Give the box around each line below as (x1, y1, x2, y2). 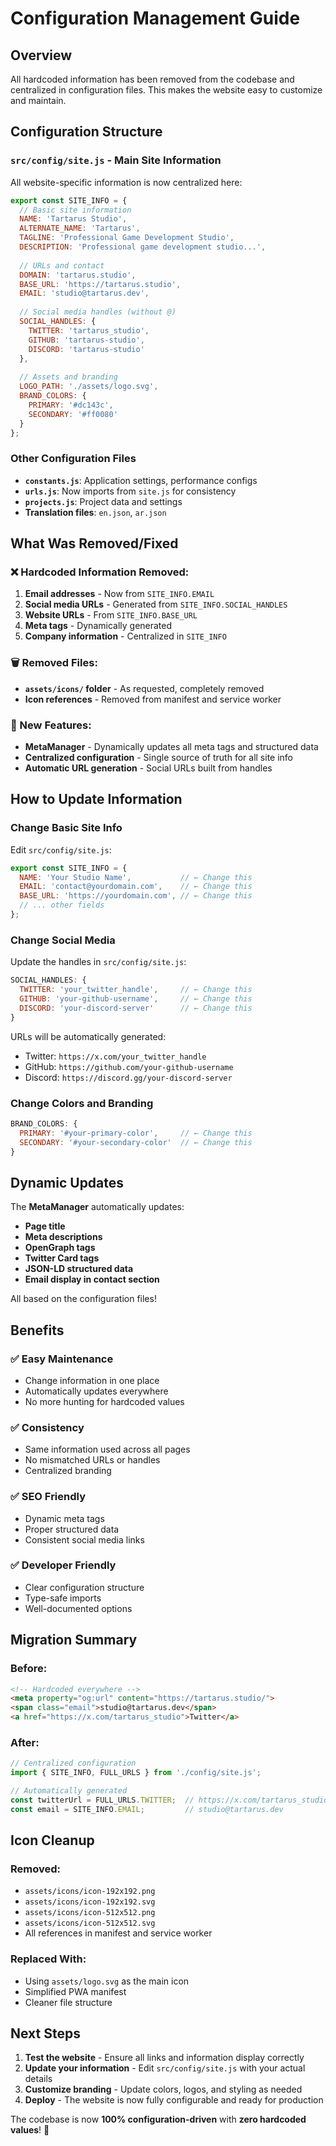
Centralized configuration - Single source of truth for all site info (24, 752, 294, 764)
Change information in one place (24, 1374, 160, 1386)
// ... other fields (19, 900, 105, 911)
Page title (24, 1220, 66, 1232)
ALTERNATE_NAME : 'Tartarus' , (19, 223, 141, 234)
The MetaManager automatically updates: (10, 1201, 185, 1213)
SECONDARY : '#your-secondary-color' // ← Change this (19, 1137, 253, 1147)
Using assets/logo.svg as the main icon (24, 1975, 190, 1987)
